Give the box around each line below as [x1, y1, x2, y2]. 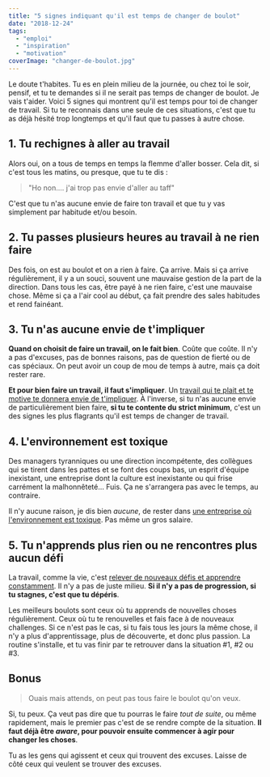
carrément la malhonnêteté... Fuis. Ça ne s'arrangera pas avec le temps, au [8, 482, 259, 492]
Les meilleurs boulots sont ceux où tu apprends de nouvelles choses [8, 605, 237, 615]
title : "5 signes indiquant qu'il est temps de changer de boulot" [8, 11, 241, 20]
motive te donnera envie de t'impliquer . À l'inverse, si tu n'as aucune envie [8, 394, 256, 404]
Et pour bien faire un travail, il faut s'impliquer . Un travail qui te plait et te [8, 385, 254, 395]
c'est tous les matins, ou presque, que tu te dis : [8, 167, 168, 176]
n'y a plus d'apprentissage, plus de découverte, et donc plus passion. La [8, 631, 251, 640]
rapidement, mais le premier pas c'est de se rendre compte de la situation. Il [8, 717, 262, 727]
